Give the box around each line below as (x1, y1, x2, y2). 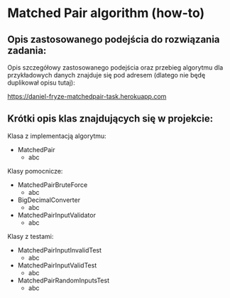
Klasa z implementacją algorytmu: (7, 132, 106, 140)
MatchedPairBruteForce (17, 180, 88, 189)
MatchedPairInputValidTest (17, 261, 97, 270)
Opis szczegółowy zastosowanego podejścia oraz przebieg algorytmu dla (7, 63, 224, 72)
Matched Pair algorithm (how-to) (7, 5, 205, 21)
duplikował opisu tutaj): (7, 78, 76, 87)
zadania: (7, 44, 47, 56)
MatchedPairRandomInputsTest (17, 276, 110, 284)
